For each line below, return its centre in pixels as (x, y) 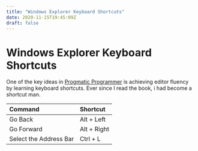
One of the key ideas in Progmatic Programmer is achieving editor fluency (97, 82)
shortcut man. (23, 95)
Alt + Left (93, 119)
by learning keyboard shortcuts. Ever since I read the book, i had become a (99, 88)
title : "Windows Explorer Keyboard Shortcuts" (65, 12)
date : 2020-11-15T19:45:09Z (41, 17)
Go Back (21, 119)
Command (25, 110)
